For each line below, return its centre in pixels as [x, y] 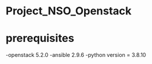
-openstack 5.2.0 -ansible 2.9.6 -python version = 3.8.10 [76, 55]
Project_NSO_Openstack [69, 11]
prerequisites [40, 39]
